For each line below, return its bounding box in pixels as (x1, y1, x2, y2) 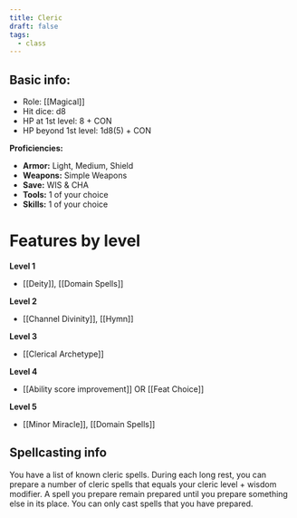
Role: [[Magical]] (22, 96, 85, 107)
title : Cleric (9, 13, 63, 23)
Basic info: (9, 72, 71, 87)
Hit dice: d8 (22, 106, 66, 117)
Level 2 (9, 296, 38, 307)
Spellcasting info (9, 445, 107, 461)
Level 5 (9, 401, 38, 412)
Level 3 (9, 331, 38, 341)
